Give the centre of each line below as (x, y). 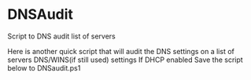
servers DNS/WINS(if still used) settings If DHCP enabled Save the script (125, 60)
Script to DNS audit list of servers (61, 36)
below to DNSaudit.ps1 (44, 67)
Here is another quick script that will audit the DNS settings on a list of (121, 51)
